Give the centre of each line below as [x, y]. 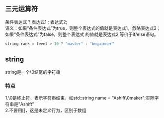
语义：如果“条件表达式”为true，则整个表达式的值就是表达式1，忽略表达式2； [83, 28]
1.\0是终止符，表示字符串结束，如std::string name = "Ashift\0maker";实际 [80, 98]
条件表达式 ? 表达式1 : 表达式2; [36, 22]
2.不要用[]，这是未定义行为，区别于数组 [46, 110]
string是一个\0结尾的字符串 [33, 72]
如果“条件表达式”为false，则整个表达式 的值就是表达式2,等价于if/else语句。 [82, 34]
